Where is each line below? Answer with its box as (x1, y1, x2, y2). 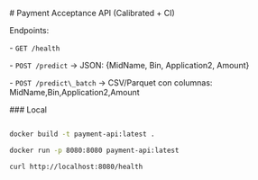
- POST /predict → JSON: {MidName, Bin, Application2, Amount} (9, 60, 250, 70)
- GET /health (9, 42, 60, 53)
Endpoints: (9, 25, 50, 35)
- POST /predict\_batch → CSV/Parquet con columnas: (9, 77, 213, 88)
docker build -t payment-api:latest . (9, 130, 155, 139)
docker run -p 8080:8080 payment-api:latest (9, 146, 180, 155)
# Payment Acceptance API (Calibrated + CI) (9, 8, 176, 18)
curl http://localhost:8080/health (9, 162, 143, 171)
